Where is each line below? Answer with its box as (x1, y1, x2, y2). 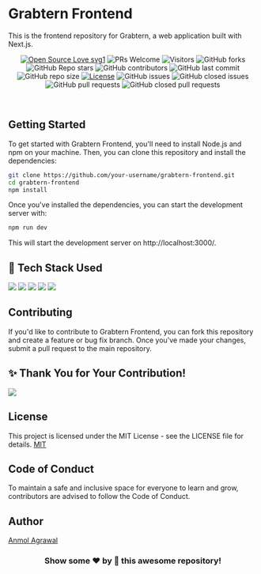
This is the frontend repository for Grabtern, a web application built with (8, 31, 243, 40)
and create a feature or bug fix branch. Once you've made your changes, (8, 335, 247, 345)
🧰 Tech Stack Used (8, 261, 103, 274)
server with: (8, 209, 47, 218)
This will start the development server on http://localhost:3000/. (8, 238, 217, 247)
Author (8, 515, 43, 528)
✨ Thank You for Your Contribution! (8, 367, 186, 380)
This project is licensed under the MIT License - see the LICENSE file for (8, 431, 244, 440)
